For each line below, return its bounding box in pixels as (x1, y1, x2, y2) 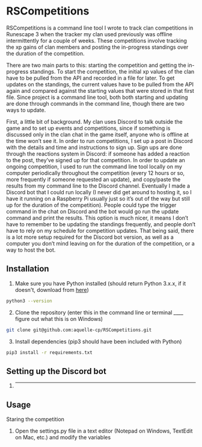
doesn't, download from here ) (14, 286, 89, 293)
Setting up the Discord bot (6, 366, 106, 376)
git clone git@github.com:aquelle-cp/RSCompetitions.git (6, 327, 152, 333)
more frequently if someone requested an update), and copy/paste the (6, 176, 181, 183)
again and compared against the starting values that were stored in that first (6, 87, 194, 94)
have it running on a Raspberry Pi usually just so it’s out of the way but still (6, 195, 191, 202)
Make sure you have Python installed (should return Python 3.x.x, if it (14, 279, 186, 287)
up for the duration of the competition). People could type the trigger (6, 201, 177, 209)
